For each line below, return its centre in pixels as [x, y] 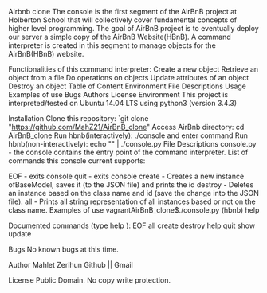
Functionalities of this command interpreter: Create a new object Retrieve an [133, 69]
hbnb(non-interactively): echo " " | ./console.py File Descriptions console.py [132, 144]
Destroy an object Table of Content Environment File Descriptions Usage [128, 86]
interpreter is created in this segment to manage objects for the [112, 45]
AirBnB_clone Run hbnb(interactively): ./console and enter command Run [128, 135]
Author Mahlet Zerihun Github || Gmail [71, 265]
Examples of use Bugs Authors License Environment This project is [118, 94]
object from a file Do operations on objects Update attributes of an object [129, 78]
